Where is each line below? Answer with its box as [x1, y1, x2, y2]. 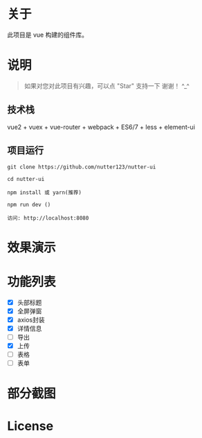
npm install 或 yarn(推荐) [7, 189, 82, 196]
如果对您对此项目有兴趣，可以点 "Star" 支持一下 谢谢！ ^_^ [24, 81, 190, 90]
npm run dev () [7, 201, 51, 208]
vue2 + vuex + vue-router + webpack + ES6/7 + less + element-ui [7, 123, 196, 131]
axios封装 [17, 315, 45, 324]
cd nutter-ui [7, 175, 45, 182]
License [7, 418, 54, 434]
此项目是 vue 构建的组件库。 [7, 30, 89, 39]
